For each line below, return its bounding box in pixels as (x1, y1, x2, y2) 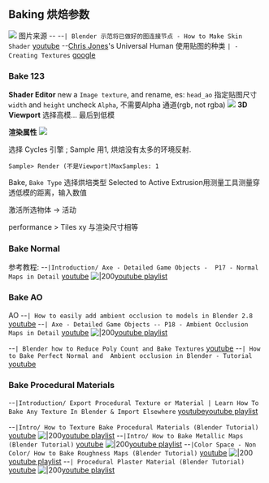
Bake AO (8, 291, 43, 303)
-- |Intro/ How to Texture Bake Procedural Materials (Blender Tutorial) (8, 422, 259, 432)
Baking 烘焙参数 (8, 7, 90, 22)
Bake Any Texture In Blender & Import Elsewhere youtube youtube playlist (8, 407, 258, 416)
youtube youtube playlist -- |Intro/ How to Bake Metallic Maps (8, 431, 244, 440)
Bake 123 (8, 70, 45, 81)
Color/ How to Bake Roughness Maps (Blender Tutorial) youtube (8, 448, 228, 457)
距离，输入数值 (36, 188, 87, 197)
